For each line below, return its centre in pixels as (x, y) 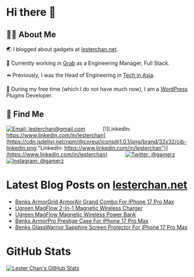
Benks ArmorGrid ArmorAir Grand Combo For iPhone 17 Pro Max (94, 201)
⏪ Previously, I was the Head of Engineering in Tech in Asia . (80, 75)
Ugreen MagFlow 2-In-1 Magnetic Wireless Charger (79, 208)
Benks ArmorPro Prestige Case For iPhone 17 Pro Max (82, 221)
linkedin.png (22, 148)
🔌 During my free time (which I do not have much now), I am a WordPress (97, 89)
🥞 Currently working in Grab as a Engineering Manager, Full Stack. (88, 63)
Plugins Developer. (29, 95)
